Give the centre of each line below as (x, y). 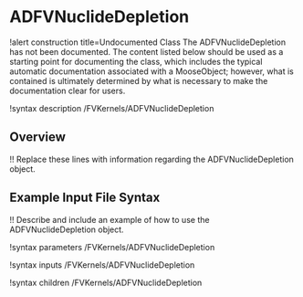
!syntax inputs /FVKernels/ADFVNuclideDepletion (102, 265)
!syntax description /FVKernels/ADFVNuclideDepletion (112, 108)
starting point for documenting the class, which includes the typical (136, 61)
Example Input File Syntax (85, 198)
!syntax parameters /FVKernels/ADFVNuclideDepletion (112, 247)
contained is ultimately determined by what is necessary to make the (139, 80)
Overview (38, 138)
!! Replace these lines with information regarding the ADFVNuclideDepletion (152, 159)
